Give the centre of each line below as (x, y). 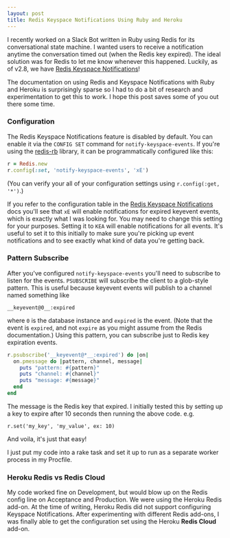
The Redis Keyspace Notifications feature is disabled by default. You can (110, 136)
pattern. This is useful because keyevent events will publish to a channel (110, 288)
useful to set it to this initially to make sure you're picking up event (101, 233)
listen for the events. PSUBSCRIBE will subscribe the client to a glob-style (108, 280)
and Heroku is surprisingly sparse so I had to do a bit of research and (105, 89)
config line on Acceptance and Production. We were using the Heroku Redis (114, 500)
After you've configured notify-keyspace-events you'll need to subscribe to (114, 273)
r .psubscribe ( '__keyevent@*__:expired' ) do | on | (78, 355)
